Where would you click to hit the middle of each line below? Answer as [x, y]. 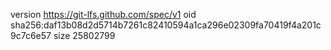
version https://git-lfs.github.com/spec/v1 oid [103, 14]
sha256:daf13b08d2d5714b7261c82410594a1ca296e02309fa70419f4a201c [166, 25]
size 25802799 [84, 35]
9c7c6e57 [31, 35]
